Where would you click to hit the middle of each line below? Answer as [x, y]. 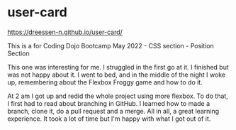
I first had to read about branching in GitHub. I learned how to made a [109, 103]
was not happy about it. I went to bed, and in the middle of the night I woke [116, 75]
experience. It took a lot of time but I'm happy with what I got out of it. [109, 119]
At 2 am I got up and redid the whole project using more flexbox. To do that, [118, 96]
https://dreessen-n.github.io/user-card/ [65, 32]
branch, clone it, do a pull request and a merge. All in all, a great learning [113, 111]
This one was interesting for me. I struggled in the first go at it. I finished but [118, 67]
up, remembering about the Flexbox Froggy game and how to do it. [105, 82]
